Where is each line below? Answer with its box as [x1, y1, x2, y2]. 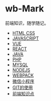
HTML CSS [12, 30, 35, 36]
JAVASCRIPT [12, 35, 39, 41]
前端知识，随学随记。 [5, 20, 49, 26]
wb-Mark [5, 3, 44, 14]
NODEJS [12, 67, 31, 73]
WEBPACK [12, 72, 34, 78]
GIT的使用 [12, 84, 33, 90]
